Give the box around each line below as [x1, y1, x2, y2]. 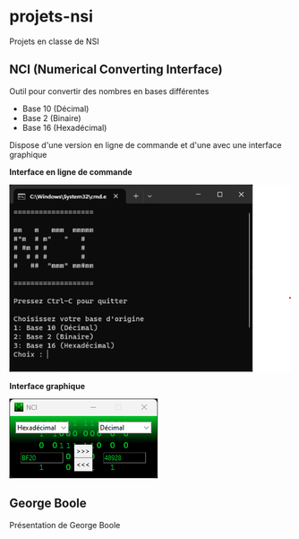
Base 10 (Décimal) [21, 103, 90, 114]
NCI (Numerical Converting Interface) [9, 62, 223, 77]
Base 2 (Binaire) [21, 112, 82, 123]
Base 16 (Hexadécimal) [21, 122, 107, 133]
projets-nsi [9, 6, 94, 27]
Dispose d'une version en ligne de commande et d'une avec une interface [9, 139, 282, 150]
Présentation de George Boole [9, 519, 121, 530]
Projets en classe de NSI [9, 36, 100, 47]
